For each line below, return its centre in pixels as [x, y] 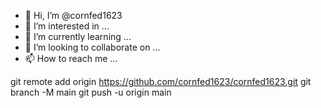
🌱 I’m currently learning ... [78, 36]
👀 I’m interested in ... [67, 26]
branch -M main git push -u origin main [91, 92]
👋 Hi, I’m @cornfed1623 [73, 15]
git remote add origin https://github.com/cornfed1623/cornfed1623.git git [161, 81]
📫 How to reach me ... [71, 58]
